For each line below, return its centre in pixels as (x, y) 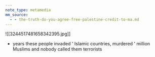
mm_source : (17, 15)
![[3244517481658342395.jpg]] (38, 34)
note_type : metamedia (28, 10)
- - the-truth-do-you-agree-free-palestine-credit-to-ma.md (74, 19)
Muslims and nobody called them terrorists (57, 49)
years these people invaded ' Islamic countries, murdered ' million (81, 44)
